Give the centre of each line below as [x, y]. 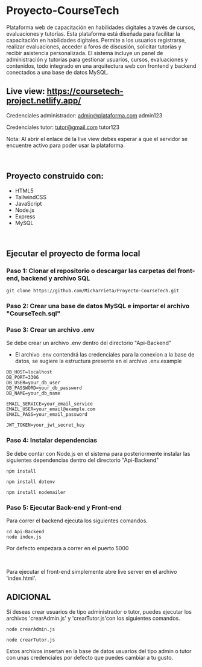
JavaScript [28, 203]
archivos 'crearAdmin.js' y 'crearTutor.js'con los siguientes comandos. [93, 618]
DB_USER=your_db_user [33, 383]
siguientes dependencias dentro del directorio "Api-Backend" [83, 460]
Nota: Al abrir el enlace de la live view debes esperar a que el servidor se [97, 139]
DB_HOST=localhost [29, 372]
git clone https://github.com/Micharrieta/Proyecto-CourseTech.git [93, 291]
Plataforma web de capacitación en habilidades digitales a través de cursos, [101, 27]
